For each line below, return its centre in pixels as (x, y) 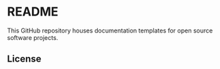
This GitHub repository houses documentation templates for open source (110, 30)
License (24, 59)
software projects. (33, 37)
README (33, 12)
